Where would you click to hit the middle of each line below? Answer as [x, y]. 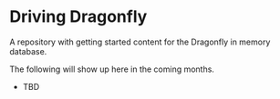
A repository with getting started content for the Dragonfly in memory [140, 42]
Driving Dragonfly [78, 17]
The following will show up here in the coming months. [112, 69]
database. [28, 51]
